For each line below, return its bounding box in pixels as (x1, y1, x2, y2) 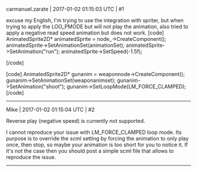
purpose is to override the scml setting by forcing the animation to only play (6, 135, 189, 142)
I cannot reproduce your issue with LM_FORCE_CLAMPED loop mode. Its (6, 129, 182, 136)
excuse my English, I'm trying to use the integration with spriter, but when (6, 17, 184, 23)
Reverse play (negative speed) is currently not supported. (6, 118, 145, 124)
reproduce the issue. (6, 154, 56, 160)
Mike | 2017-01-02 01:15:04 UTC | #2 (6, 106, 95, 113)
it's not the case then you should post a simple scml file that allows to (6, 147, 174, 154)
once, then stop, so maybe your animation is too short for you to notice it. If (6, 141, 188, 148)
